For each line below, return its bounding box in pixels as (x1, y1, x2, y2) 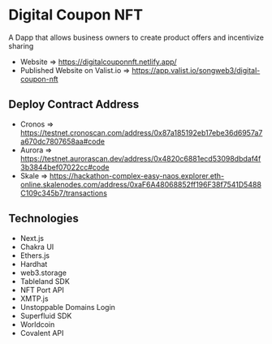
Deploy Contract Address (8, 97, 140, 111)
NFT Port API (19, 285, 65, 295)
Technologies (8, 212, 80, 226)
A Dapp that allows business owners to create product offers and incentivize (8, 32, 264, 42)
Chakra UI (19, 242, 54, 252)
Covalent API (19, 328, 64, 338)
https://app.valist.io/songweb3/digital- (132, 65, 261, 75)
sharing (8, 41, 34, 50)
